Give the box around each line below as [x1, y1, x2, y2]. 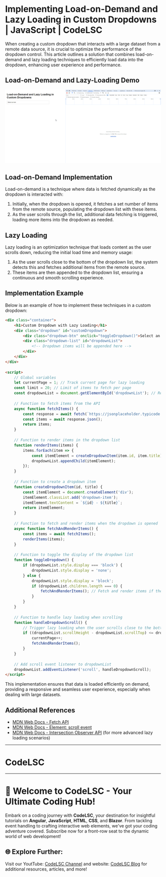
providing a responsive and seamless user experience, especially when [5, 686, 151, 693]
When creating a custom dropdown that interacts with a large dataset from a [5, 41, 161, 46]
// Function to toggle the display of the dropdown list [14, 552, 134, 557]
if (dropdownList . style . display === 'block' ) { [23, 563, 123, 568]
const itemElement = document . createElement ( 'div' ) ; [23, 489, 134, 495]
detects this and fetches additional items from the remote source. [12, 264, 146, 270]
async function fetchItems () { [14, 406, 79, 411]
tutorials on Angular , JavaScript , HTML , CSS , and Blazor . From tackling [5, 817, 152, 824]
